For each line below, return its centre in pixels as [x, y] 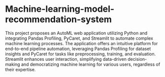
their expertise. [20, 69]
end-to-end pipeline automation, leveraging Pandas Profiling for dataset [78, 49]
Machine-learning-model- [60, 9]
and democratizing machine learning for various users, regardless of [91, 64]
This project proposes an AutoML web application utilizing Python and [76, 33]
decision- [137, 59]
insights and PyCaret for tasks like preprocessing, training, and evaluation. [81, 54]
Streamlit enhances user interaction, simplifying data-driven [66, 59]
